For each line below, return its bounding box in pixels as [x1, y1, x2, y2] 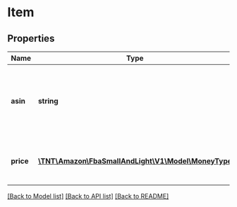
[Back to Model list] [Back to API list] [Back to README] [7, 192, 169, 200]
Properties [7, 32, 55, 45]
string [37, 96, 59, 106]
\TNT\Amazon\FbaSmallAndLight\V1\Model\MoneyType [37, 156, 233, 166]
